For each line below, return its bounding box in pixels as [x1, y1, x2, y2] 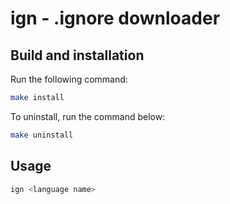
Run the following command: [10, 73, 128, 85]
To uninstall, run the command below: [10, 110, 166, 122]
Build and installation [10, 47, 145, 64]
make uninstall [10, 130, 74, 140]
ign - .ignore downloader [10, 7, 221, 30]
